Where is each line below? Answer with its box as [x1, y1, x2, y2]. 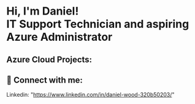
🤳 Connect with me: [6, 75, 83, 85]
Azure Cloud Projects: [6, 54, 93, 64]
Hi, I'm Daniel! [6, 4, 79, 18]
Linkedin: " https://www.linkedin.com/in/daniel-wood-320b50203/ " [6, 91, 175, 99]
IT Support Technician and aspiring [6, 17, 189, 31]
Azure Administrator [6, 30, 113, 44]
